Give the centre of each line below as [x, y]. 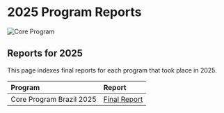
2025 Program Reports [74, 12]
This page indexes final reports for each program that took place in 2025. [112, 70]
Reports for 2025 [45, 53]
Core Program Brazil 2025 [54, 99]
